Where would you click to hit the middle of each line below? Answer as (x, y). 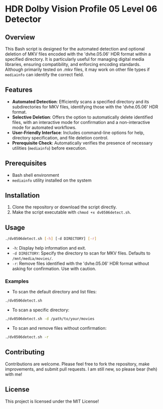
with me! (14, 374)
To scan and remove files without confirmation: (59, 328)
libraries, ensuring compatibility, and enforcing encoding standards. (73, 64)
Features (19, 90)
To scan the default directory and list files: (54, 292)
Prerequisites (26, 163)
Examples (17, 281)
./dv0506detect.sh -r (27, 337)
